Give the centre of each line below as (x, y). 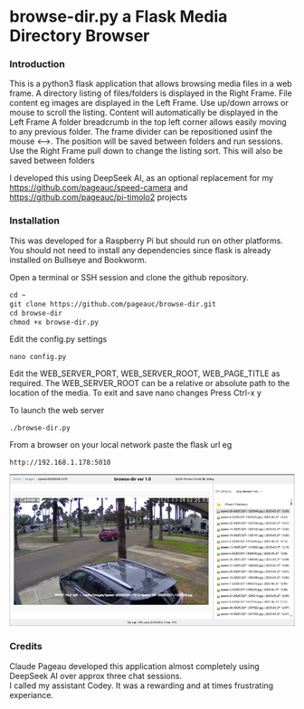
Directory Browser (80, 36)
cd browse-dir (36, 313)
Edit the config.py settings (58, 339)
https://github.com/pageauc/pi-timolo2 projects (99, 197)
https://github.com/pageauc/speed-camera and (99, 188)
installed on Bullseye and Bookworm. (78, 260)
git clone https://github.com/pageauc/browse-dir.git (113, 304)
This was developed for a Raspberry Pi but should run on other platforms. (146, 241)
